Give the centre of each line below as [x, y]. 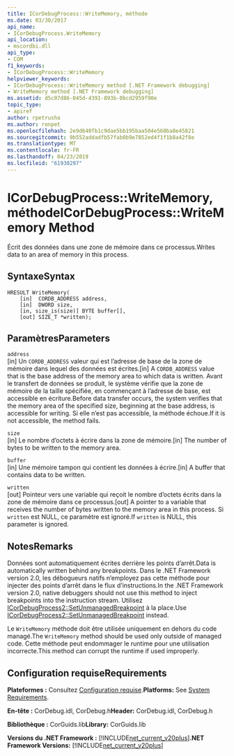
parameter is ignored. [38, 525]
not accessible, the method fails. [54, 421]
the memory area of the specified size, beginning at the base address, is [111, 406]
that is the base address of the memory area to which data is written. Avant [115, 376]
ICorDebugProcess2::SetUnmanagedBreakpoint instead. [88, 615]
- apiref [20, 111]
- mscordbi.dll [29, 46]
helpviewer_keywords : [39, 79]
